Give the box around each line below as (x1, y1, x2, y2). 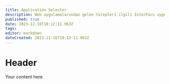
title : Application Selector (5, 7, 67, 13)
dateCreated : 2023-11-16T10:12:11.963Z (5, 36, 90, 41)
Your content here (5, 73, 43, 79)
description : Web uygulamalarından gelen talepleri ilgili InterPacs (5, 12, 155, 17)
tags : (5, 26, 17, 31)
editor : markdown (5, 31, 42, 36)
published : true (5, 17, 39, 22)
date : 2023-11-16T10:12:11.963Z (5, 21, 73, 27)
